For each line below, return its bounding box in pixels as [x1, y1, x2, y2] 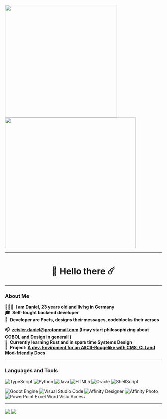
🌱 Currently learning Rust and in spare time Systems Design [5, 339, 133, 345]
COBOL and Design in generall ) [5, 334, 72, 340]
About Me [5, 292, 30, 299]
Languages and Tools [5, 367, 58, 374]
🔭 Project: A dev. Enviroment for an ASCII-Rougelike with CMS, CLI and [5, 345, 155, 351]
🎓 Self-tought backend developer [5, 310, 79, 316]
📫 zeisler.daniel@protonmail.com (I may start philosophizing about [5, 327, 149, 333]
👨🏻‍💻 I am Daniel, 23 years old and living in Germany [5, 304, 115, 310]
